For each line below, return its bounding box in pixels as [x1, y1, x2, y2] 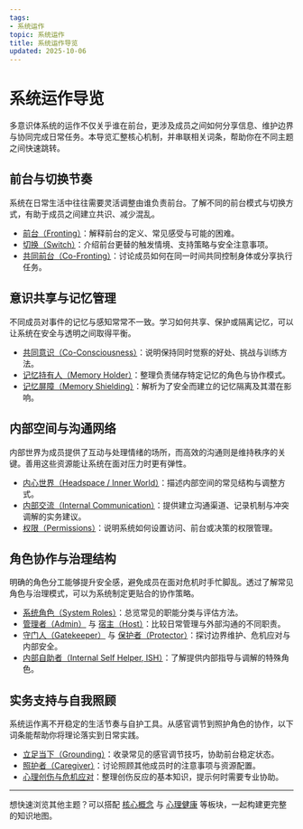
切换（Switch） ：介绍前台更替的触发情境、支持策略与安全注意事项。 [22, 238, 273, 249]
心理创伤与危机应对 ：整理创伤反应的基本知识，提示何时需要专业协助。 [22, 771, 284, 782]
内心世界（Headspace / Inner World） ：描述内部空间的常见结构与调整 [22, 477, 278, 488]
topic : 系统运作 [9, 30, 65, 39]
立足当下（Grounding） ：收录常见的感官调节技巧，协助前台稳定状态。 [22, 749, 280, 759]
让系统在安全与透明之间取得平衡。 [9, 327, 136, 339]
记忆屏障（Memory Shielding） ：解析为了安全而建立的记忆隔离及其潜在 [22, 380, 284, 391]
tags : [9, 13, 30, 23]
